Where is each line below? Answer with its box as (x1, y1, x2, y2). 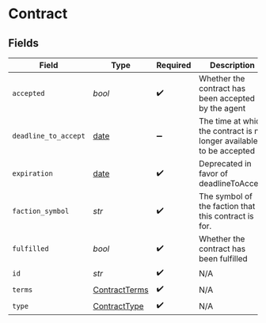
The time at (199, 116, 241, 127)
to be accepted (199, 146, 256, 156)
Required (156, 60, 192, 70)
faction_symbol (12, 207, 70, 215)
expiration (12, 169, 53, 178)
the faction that (199, 201, 256, 211)
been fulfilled (199, 253, 248, 264)
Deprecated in (199, 158, 252, 169)
